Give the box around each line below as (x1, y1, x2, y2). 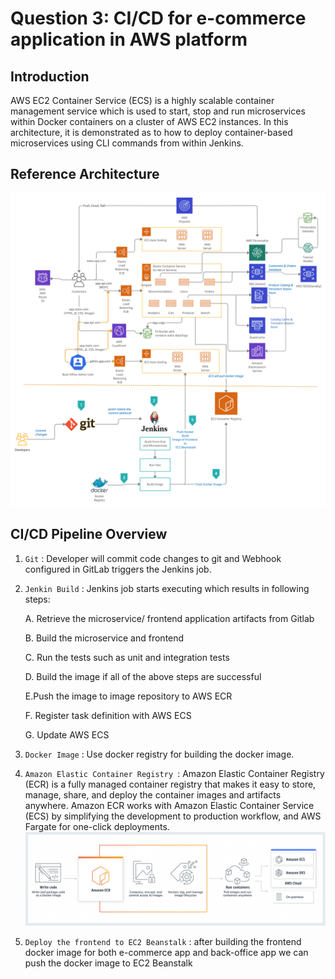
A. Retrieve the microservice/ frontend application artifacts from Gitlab (24, 612, 315, 624)
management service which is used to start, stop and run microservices (10, 105, 306, 117)
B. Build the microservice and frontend (24, 632, 185, 644)
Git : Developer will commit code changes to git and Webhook (24, 552, 282, 564)
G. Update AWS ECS (24, 728, 110, 741)
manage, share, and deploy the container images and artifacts (24, 788, 282, 801)
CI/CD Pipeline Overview (10, 526, 168, 543)
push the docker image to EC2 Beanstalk (24, 957, 193, 969)
